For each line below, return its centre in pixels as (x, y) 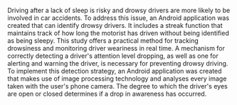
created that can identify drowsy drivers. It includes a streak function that (115, 25)
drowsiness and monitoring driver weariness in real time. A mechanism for (116, 48)
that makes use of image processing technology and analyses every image (117, 79)
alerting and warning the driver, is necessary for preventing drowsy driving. (118, 63)
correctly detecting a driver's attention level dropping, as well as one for (113, 56)
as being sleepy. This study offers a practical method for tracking (103, 41)
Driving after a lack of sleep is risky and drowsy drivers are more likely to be (119, 10)
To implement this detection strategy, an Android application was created (115, 71)
